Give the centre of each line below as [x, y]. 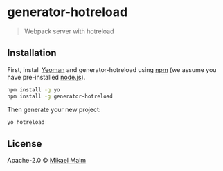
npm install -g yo [34, 90]
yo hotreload [26, 122]
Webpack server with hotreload [69, 31]
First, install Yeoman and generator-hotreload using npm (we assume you [112, 69]
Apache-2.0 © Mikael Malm [47, 161]
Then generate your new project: [54, 109]
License [25, 144]
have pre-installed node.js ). [46, 77]
